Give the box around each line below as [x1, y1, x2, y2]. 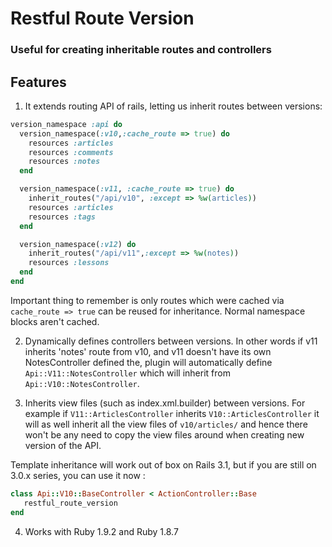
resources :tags [28, 212, 97, 222]
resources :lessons [28, 258, 110, 268]
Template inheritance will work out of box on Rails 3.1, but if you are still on [10, 458, 317, 471]
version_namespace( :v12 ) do [19, 239, 137, 249]
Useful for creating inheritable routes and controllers [10, 43, 272, 57]
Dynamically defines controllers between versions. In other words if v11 [24, 335, 318, 347]
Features [10, 73, 67, 91]
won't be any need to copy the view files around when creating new [24, 428, 305, 441]
